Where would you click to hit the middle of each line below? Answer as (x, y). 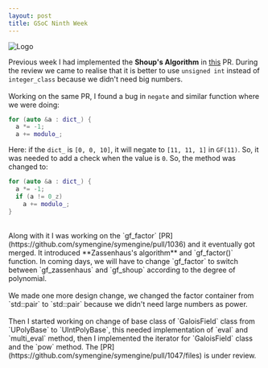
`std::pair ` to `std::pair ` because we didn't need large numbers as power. (128, 304)
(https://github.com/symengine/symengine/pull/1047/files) (105, 355)
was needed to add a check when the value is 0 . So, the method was (122, 159)
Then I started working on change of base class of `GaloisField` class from (132, 321)
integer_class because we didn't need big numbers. (96, 79)
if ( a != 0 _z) (39, 196)
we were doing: (34, 105)
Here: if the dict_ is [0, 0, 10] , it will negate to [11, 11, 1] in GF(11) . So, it (134, 150)
